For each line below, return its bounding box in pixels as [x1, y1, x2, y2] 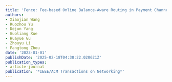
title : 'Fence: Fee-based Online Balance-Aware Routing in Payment [5, 7, 153, 13]
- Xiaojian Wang [5, 17, 40, 22]
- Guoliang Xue [5, 31, 38, 36]
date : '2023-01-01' [5, 50, 47, 55]
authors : [5, 12, 24, 17]
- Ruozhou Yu [5, 21, 33, 27]
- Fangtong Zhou [5, 45, 40, 50]
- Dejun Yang [5, 26, 33, 32]
